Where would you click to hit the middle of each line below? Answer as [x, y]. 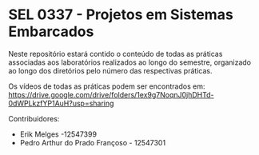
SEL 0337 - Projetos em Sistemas [121, 15]
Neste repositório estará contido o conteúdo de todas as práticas [116, 54]
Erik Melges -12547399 [58, 134]
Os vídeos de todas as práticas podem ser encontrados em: [107, 86]
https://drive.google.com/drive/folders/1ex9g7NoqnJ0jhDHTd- [111, 94]
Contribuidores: [34, 118]
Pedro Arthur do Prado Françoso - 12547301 [93, 142]
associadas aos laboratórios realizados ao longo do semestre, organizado [130, 62]
